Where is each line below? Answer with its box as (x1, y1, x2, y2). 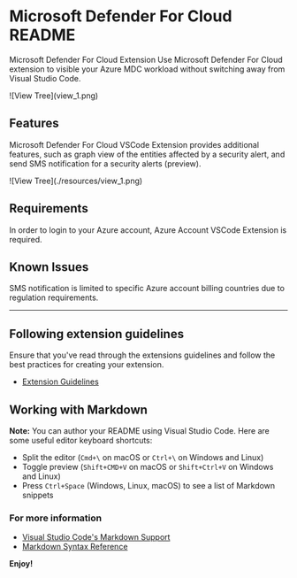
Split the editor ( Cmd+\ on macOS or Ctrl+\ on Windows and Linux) (21, 452, 264, 462)
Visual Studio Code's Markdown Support (21, 532, 171, 543)
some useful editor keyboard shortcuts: (9, 435, 153, 445)
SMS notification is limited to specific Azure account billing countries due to (9, 283, 286, 294)
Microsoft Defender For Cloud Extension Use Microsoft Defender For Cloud (9, 54, 283, 65)
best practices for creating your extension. (9, 359, 164, 370)
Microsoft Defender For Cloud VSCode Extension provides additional (9, 139, 259, 150)
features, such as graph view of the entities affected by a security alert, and (9, 149, 286, 159)
